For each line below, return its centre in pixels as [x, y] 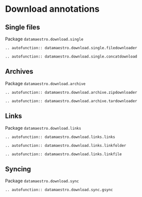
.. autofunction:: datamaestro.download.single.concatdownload [71, 56]
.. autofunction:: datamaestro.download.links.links [60, 137]
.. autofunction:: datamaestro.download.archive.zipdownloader [71, 92]
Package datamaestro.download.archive [45, 83]
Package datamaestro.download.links [43, 128]
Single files [23, 27]
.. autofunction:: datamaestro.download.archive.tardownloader [71, 101]
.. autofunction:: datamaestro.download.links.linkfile [63, 154]
